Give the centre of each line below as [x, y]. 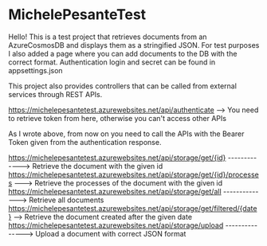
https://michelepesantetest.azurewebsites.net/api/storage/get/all [115, 191]
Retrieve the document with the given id [97, 166]
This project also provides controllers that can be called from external [123, 86]
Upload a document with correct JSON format [111, 233]
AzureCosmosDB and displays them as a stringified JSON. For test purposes [134, 45]
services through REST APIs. [55, 94]
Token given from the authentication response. [85, 142]
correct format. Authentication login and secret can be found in [112, 62]
